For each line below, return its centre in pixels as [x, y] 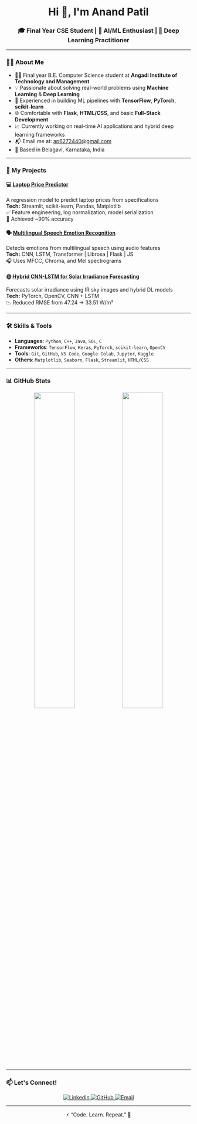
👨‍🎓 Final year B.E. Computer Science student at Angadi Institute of [96, 75]
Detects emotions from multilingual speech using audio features [83, 248]
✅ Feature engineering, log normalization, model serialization [80, 212]
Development [31, 119]
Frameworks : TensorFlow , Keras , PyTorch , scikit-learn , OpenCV [90, 347]
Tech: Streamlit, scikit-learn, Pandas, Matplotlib [64, 206]
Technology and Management [52, 81]
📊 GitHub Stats [28, 381]
